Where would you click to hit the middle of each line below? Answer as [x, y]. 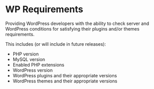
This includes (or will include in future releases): [56, 44]
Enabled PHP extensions [39, 65]
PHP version [26, 54]
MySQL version [29, 59]
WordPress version [33, 70]
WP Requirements [44, 9]
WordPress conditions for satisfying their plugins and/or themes [72, 28]
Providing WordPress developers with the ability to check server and [77, 23]
